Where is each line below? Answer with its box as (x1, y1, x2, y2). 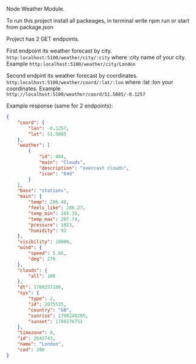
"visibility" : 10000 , (17, 239, 72, 245)
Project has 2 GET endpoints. (6, 35, 80, 42)
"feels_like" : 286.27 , (28, 205, 86, 211)
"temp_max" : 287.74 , (28, 216, 80, 222)
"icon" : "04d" (38, 170, 75, 177)
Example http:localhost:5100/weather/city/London (6, 60, 136, 67)
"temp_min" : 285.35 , (28, 210, 80, 216)
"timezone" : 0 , (17, 330, 56, 336)
